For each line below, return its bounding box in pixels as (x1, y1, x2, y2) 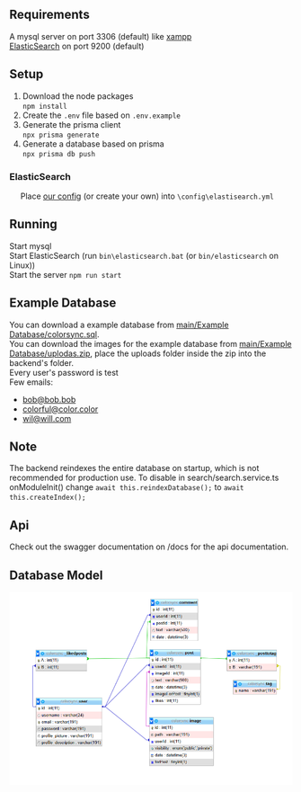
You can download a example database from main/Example (9, 319, 229, 330)
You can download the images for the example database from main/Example (9, 338, 292, 349)
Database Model (9, 567, 103, 583)
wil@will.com (22, 413, 72, 423)
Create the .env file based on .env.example (22, 110, 181, 120)
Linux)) (9, 260, 36, 271)
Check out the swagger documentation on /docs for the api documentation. (9, 541, 289, 552)
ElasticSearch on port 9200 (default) (9, 40, 145, 51)
